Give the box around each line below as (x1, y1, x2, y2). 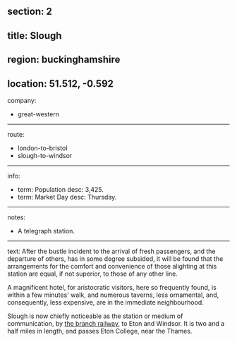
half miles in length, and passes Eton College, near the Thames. (7, 326, 193, 335)
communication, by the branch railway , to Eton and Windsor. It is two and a (7, 319, 225, 327)
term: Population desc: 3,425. (17, 185, 104, 193)
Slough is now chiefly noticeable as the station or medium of (7, 312, 183, 320)
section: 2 (7, 6, 53, 18)
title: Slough (7, 30, 62, 42)
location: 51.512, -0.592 (7, 78, 114, 90)
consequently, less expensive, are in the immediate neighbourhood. (7, 298, 205, 306)
